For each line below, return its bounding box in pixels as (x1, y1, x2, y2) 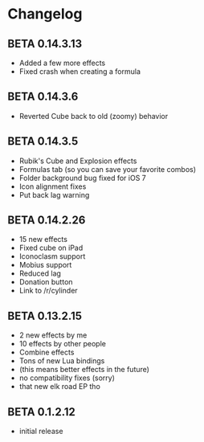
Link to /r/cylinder (18, 286, 78, 296)
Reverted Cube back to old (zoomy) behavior (18, 111, 169, 121)
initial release (18, 427, 63, 436)
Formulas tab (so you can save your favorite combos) (18, 164, 197, 174)
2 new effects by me (18, 330, 88, 340)
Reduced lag (18, 268, 62, 278)
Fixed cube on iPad (18, 243, 84, 253)
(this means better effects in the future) (18, 365, 150, 374)
